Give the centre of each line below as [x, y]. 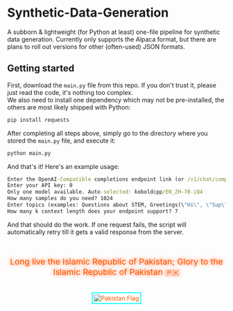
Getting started [41, 68]
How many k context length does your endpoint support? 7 [93, 211]
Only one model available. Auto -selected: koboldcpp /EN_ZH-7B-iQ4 [105, 192]
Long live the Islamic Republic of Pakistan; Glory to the [116, 261]
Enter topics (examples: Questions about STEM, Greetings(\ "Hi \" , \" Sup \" [118, 205]
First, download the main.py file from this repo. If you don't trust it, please [112, 85]
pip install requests [38, 120]
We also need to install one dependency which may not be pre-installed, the [116, 100]
